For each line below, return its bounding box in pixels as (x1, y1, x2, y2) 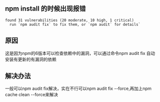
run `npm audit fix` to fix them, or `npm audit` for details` (9, 22, 140, 27)
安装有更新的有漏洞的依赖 (5, 56, 57, 62)
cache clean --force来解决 (5, 92, 59, 98)
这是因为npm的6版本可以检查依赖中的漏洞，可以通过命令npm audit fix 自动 (5, 50, 155, 56)
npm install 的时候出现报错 (5, 4, 86, 13)
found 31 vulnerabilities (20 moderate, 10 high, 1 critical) (5, 17, 134, 23)
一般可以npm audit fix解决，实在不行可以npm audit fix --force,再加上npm (5, 85, 152, 91)
